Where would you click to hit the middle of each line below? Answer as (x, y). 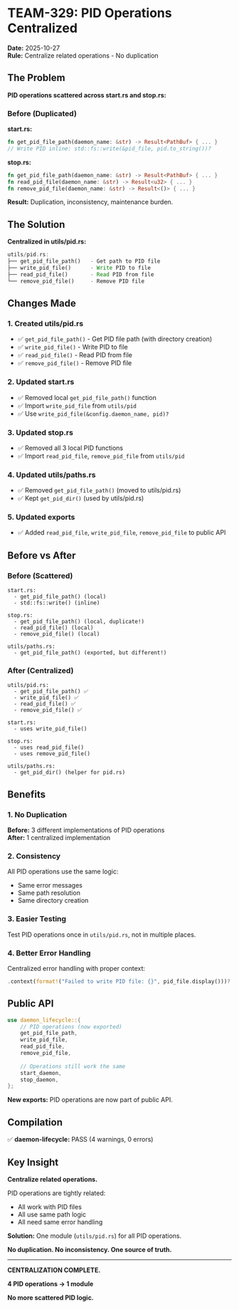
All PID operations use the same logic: (63, 872)
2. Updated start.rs (41, 382)
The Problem (36, 78)
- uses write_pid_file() (51, 729)
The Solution (36, 225)
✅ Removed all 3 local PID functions (70, 448)
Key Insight (33, 1162)
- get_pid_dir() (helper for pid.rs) (70, 773)
